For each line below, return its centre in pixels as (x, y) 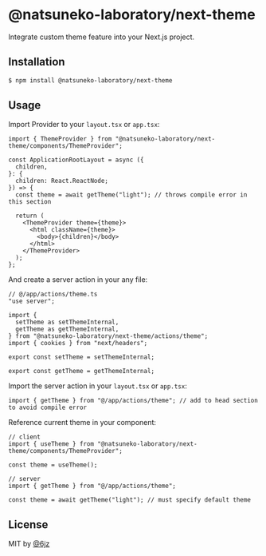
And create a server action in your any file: (78, 280)
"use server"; (32, 301)
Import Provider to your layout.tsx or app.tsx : (84, 125)
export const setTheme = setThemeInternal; (82, 357)
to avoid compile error (48, 408)
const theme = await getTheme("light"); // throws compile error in (131, 195)
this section (30, 202)
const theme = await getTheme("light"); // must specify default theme (129, 500)
